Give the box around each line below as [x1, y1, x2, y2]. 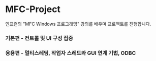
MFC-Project [5, 4, 61, 15]
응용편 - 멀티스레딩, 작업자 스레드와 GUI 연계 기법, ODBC [5, 49, 136, 56]
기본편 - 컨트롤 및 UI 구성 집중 [5, 34, 74, 41]
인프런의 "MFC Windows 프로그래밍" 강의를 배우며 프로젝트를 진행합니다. [5, 21, 151, 27]
